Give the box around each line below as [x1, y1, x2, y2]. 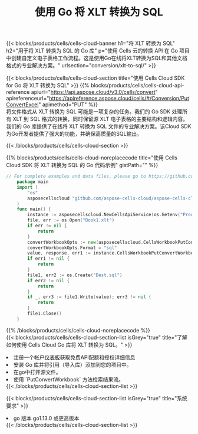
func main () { [16, 206, 51, 213]
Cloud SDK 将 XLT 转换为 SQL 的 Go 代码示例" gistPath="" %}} [6, 162, 159, 169]
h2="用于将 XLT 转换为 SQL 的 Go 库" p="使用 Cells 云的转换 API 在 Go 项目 [6, 47, 190, 54]
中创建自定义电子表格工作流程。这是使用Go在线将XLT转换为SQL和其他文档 [6, 54, 187, 62]
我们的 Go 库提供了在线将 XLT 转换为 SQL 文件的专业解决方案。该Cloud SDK [6, 123, 192, 130]
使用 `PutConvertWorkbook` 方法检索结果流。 [14, 376, 124, 383]
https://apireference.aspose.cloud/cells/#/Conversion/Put [49, 95, 190, 102]
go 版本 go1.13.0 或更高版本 [14, 415, 80, 422]
